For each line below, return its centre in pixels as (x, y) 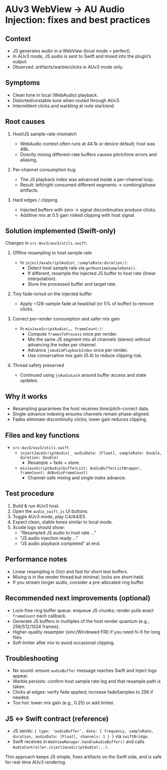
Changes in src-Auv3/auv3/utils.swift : (47, 243)
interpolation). (42, 279)
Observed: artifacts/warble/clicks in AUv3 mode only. (68, 67)
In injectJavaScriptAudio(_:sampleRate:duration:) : (74, 263)
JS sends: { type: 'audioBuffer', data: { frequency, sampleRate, (83, 731)
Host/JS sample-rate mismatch (45, 134)
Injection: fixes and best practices (78, 20)
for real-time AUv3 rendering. (36, 762)
